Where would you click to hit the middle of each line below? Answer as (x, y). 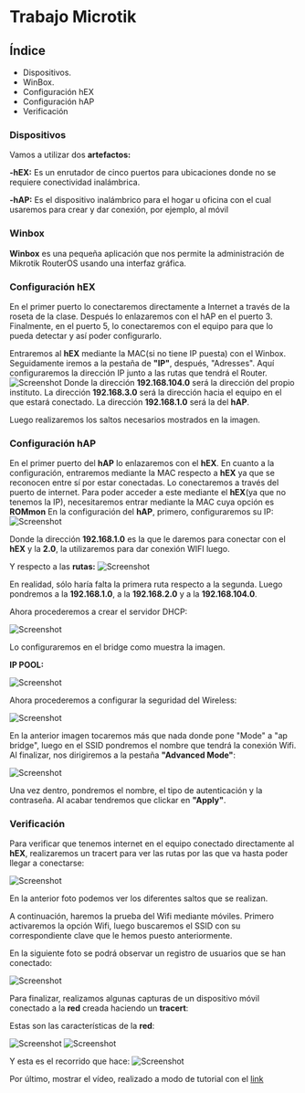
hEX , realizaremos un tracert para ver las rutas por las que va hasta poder (149, 854)
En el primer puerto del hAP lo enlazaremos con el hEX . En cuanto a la (142, 463)
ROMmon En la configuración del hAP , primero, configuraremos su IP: (142, 512)
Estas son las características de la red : (82, 1026)
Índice (27, 51)
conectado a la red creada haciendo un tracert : (99, 1008)
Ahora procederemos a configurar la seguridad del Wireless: (123, 700)
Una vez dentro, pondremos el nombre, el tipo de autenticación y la (136, 791)
